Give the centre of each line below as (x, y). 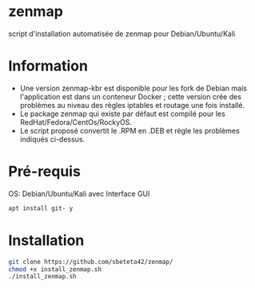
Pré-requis (45, 172)
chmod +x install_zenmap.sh (55, 269)
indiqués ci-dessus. (52, 139)
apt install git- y (41, 208)
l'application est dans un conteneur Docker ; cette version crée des (131, 96)
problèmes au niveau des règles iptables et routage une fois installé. (132, 105)
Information (48, 66)
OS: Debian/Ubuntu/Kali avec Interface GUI (79, 194)
